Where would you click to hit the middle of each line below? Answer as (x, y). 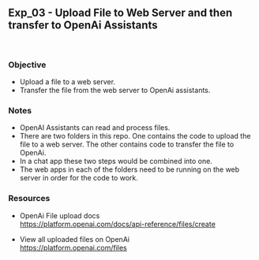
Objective (27, 65)
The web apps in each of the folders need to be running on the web (129, 169)
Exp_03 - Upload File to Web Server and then (120, 13)
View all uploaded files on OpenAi (75, 239)
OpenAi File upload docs (60, 215)
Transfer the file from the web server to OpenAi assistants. (115, 91)
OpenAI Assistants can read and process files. (95, 128)
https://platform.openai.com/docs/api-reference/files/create (117, 224)
